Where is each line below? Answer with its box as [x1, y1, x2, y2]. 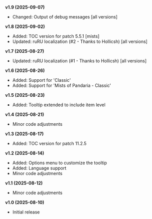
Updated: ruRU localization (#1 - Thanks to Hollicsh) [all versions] [12, 58, 147, 64]
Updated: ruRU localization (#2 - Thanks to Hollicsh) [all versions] [12, 38, 148, 44]
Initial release [12, 209, 40, 215]
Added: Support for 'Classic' [12, 77, 71, 83]
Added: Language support [12, 165, 67, 171]
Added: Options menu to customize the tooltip [12, 160, 107, 166]
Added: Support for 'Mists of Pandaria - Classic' [12, 82, 111, 88]
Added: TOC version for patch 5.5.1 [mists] [12, 33, 100, 39]
